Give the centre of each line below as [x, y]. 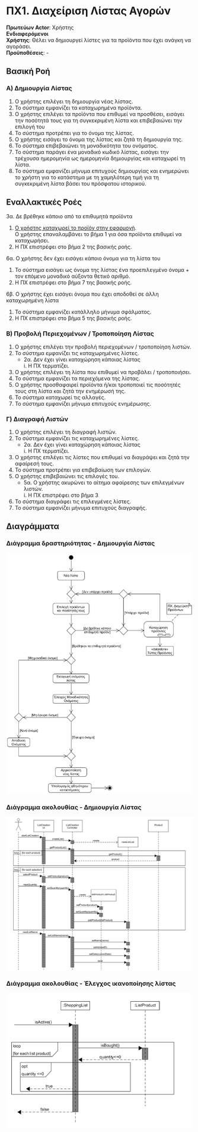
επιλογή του [30, 127]
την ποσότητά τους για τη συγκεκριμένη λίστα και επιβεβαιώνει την [98, 120]
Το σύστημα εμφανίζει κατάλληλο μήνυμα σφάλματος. [83, 312]
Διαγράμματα [33, 527]
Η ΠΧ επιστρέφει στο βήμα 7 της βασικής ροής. [73, 283]
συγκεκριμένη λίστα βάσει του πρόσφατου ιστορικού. [80, 183]
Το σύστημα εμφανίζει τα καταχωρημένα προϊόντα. [78, 108]
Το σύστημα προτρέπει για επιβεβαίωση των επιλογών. [83, 470]
